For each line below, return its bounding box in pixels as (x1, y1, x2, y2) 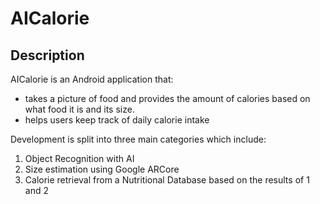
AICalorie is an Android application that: (10, 73, 174, 85)
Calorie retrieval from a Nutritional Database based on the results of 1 (24, 174, 310, 186)
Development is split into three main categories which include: (10, 133, 267, 145)
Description (10, 47, 85, 64)
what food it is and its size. (24, 103, 135, 115)
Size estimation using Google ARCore (24, 163, 180, 175)
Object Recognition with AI (24, 153, 135, 164)
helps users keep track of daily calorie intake (24, 114, 210, 126)
